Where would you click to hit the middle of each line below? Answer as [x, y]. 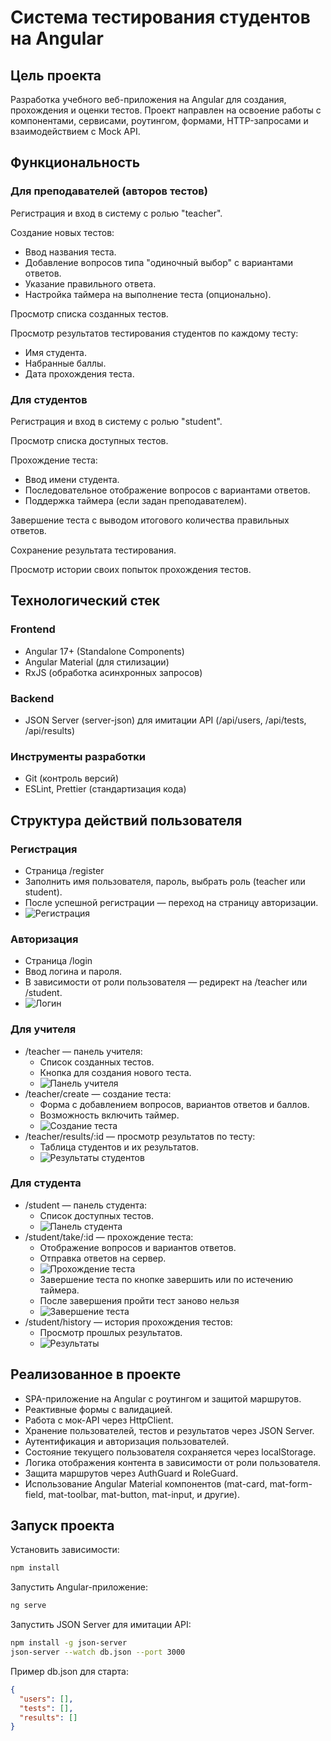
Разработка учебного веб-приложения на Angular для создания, [148, 99]
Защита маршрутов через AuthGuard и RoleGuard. [131, 1473]
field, [35, 1494]
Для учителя [43, 1029]
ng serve [28, 1606]
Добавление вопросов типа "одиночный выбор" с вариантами [159, 262]
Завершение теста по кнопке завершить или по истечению [166, 1279]
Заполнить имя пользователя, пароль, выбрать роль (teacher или [165, 881]
